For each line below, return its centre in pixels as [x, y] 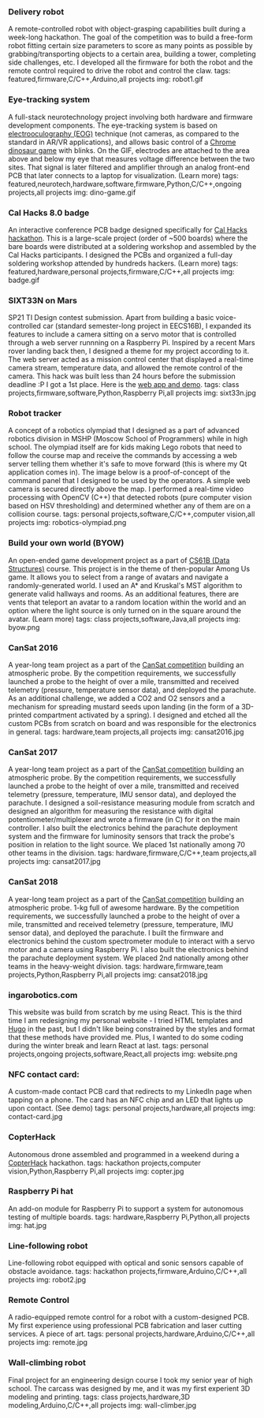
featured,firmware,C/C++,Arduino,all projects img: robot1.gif [106, 79]
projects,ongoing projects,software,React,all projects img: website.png [123, 1054]
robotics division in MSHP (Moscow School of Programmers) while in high [128, 439]
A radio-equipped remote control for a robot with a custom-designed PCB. [129, 1317]
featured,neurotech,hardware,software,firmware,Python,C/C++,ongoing [125, 184]
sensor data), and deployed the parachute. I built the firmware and [116, 932]
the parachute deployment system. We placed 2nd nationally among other [128, 958]
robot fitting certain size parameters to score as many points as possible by [131, 46]
